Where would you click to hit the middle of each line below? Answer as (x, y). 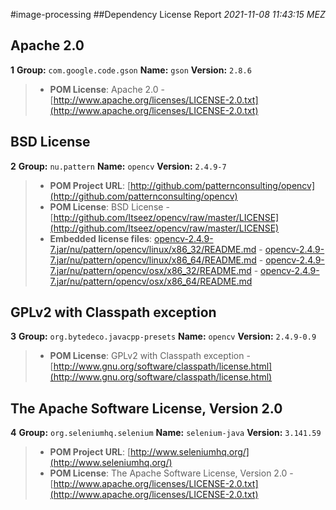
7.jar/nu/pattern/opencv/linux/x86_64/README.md (153, 260)
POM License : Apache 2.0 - (107, 89)
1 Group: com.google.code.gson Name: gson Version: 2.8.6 (131, 70)
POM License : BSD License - (109, 206)
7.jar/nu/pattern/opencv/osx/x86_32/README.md (150, 270)
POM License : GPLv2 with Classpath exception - (150, 356)
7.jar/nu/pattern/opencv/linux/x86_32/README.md (153, 249)
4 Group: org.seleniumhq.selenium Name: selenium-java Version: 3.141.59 (166, 433)
